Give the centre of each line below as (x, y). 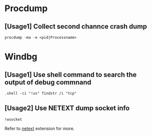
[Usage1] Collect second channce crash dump (76, 26)
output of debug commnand (48, 82)
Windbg (21, 57)
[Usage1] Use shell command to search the (71, 75)
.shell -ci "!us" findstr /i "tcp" (41, 93)
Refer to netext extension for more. (40, 128)
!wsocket (13, 119)
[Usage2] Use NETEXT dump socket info (67, 108)
